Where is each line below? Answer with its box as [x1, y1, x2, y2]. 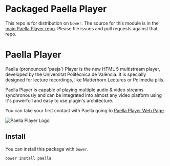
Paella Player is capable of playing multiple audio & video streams [5, 87, 144, 93]
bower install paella [5, 156, 52, 161]
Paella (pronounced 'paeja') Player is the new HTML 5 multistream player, [5, 66, 160, 72]
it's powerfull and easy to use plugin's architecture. [5, 97, 114, 103]
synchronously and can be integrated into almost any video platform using [5, 92, 162, 98]
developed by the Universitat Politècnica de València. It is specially [5, 71, 146, 77]
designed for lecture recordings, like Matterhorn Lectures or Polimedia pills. [5, 76, 165, 82]
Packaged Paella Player [5, 3, 107, 15]
